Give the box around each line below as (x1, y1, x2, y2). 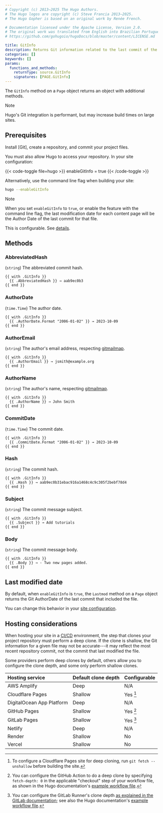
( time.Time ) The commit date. (5, 426, 64, 432)
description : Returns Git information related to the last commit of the (5, 47, 158, 52)
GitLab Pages (7, 717, 38, 723)
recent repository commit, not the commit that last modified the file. (5, 648, 140, 654)
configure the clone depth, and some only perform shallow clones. (5, 663, 138, 669)
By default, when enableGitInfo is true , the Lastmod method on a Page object (5, 591, 158, 597)
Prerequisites (5, 131, 47, 139)
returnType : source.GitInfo (14, 70, 70, 75)
